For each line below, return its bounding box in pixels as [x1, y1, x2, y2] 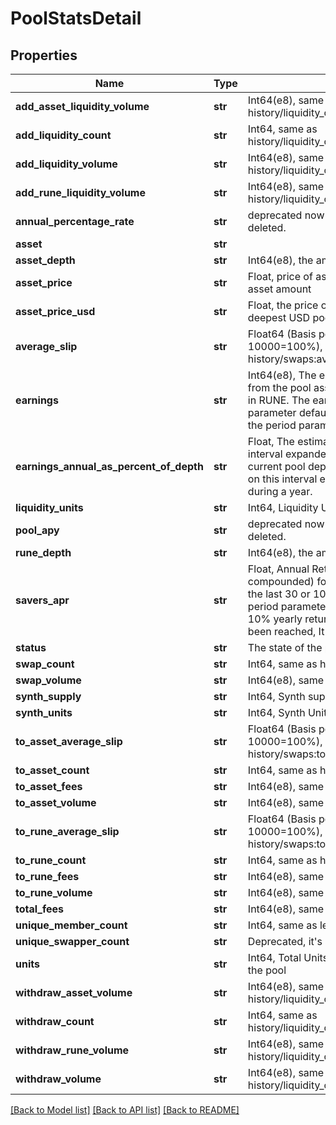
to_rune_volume [15, 886, 93, 899]
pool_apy [15, 523, 60, 537]
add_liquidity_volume [15, 157, 118, 171]
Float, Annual [247, 562, 310, 576]
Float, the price [247, 298, 319, 312]
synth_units [15, 706, 73, 719]
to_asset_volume [15, 796, 97, 809]
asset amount [247, 282, 312, 296]
